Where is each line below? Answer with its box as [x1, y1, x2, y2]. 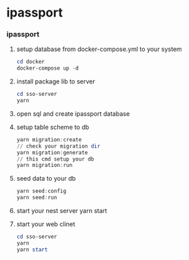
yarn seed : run [16, 194, 57, 201]
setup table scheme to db [16, 123, 90, 131]
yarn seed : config [16, 188, 67, 194]
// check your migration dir [16, 143, 101, 150]
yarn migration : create [16, 136, 82, 143]
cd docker [16, 59, 46, 66]
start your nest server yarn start [16, 207, 108, 215]
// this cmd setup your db [16, 155, 94, 163]
